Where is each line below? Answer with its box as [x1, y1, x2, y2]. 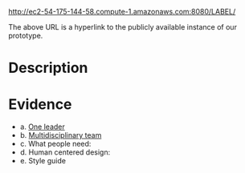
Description [8, 59, 88, 77]
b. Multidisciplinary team [19, 131, 102, 140]
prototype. [8, 31, 43, 40]
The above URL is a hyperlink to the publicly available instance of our [8, 22, 237, 31]
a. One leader [19, 122, 66, 131]
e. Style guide [19, 156, 67, 166]
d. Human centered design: [19, 147, 111, 157]
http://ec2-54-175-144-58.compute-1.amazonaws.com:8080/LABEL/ [8, 7, 236, 16]
